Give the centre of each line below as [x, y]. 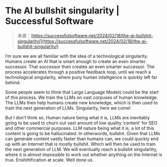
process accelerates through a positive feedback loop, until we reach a [78, 72]
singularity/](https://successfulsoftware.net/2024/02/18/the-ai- [83, 41]
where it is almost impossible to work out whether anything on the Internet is [84, 155]
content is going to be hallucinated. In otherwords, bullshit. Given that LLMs [83, 133]
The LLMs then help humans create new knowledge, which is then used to [82, 102]
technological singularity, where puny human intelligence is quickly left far [81, 77]
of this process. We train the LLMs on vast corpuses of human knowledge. [82, 97]
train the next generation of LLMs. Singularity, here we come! [68, 108]
